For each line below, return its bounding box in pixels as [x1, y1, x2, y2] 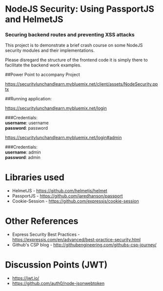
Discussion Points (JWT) [5, 259, 108, 270]
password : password [5, 125, 48, 131]
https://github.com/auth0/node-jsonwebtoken [12, 280, 105, 287]
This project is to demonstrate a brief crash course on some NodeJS [5, 43, 143, 48]
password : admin [5, 155, 41, 160]
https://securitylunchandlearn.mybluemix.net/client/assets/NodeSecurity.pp [5, 81, 158, 87]
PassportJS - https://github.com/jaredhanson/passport [12, 193, 123, 199]
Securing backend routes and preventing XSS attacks [5, 31, 135, 38]
